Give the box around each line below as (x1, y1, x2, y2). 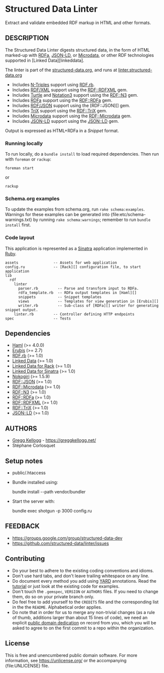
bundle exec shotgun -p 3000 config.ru (12, 508, 92, 514)
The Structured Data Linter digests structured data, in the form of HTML (5, 47, 150, 53)
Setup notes (5, 457, 43, 465)
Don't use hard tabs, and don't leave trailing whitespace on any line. (12, 573, 149, 579)
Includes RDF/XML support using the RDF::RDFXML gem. (12, 87, 128, 93)
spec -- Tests (5, 316, 71, 321)
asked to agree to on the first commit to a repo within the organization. (12, 625, 155, 631)
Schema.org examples (5, 195, 60, 202)
